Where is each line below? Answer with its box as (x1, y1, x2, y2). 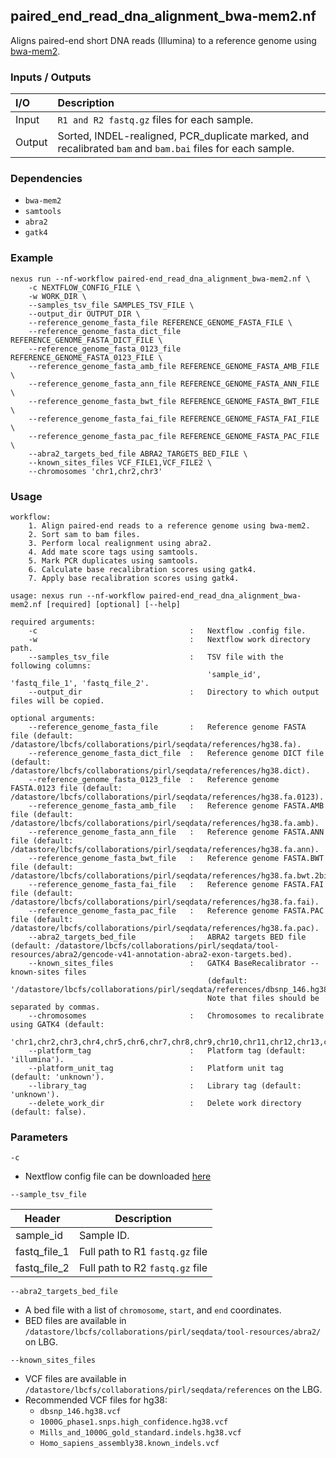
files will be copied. (10, 696, 105, 706)
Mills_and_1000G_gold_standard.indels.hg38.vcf (39, 1428, 242, 1438)
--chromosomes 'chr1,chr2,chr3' (28, 466, 163, 476)
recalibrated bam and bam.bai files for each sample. (57, 142, 295, 156)
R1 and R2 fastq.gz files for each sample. (57, 113, 254, 127)
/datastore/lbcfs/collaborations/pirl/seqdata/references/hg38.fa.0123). (10, 792, 325, 802)
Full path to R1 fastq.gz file (78, 1245, 208, 1259)
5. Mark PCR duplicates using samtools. (28, 556, 199, 566)
